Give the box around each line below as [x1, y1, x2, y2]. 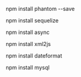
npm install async [5, 28, 50, 36]
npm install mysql [5, 64, 50, 71]
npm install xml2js [5, 41, 51, 47]
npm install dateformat [5, 52, 62, 59]
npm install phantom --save [5, 5, 76, 12]
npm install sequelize [5, 17, 59, 24]
